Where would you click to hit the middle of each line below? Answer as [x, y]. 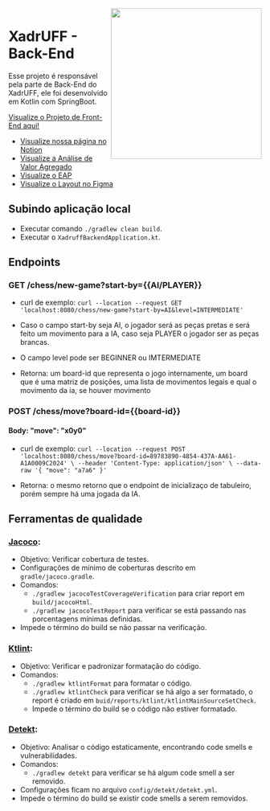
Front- [92, 117]
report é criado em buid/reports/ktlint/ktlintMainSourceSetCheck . [144, 700]
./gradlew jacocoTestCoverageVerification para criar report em [138, 593]
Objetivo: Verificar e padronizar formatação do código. [110, 666]
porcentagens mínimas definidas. [87, 619]
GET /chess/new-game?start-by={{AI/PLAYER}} [105, 285]
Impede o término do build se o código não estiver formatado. [135, 709]
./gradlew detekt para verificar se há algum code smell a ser [133, 772]
